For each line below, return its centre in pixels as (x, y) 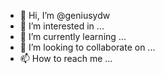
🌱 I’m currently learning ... (73, 36)
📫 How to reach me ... (66, 58)
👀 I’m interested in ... (62, 26)
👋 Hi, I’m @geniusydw (65, 15)
